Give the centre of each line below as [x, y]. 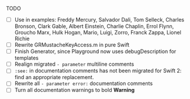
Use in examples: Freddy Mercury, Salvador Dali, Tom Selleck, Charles [99, 20]
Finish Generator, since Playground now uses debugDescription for [95, 51]
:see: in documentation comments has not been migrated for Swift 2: [98, 71]
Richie [22, 39]
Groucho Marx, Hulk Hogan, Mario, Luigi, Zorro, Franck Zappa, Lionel [98, 33]
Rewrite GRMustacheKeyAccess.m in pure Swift [72, 45]
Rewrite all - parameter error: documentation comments [84, 83]
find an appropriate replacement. [54, 77]
